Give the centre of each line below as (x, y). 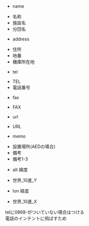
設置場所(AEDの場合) (34, 146)
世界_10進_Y (25, 180)
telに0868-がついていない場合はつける (45, 212)
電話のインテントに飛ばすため (36, 218)
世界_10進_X (25, 201)
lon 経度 (20, 191)
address (21, 39)
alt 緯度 (20, 169)
